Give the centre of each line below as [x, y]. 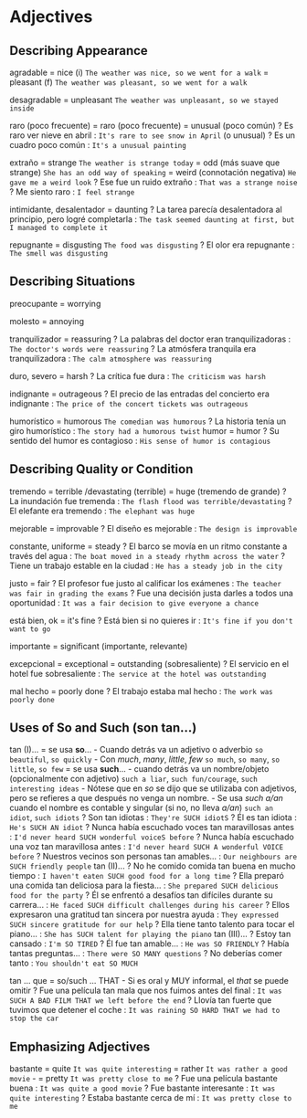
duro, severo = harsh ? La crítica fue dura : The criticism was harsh [138, 375]
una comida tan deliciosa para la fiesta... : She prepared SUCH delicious [144, 886]
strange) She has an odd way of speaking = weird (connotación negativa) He [153, 172]
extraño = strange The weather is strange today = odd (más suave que [145, 163]
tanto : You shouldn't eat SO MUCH [74, 963]
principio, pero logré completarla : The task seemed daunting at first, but [152, 219]
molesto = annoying [47, 321]
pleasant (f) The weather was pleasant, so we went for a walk [128, 82]
